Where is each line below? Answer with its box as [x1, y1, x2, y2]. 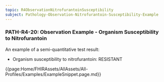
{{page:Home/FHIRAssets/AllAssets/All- [5, 66, 88, 72]
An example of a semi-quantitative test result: [5, 46, 100, 52]
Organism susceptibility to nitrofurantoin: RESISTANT [12, 56, 123, 62]
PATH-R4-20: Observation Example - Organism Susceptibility [5, 29, 159, 36]
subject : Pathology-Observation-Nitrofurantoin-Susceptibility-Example [5, 12, 158, 17]
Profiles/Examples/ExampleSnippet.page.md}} [5, 71, 102, 77]
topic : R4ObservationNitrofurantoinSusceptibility [5, 7, 114, 13]
